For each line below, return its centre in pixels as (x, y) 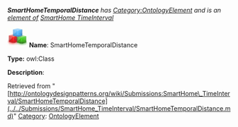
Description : (26, 72)
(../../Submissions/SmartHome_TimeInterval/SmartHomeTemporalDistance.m (119, 108)
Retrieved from (29, 86)
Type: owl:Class (31, 59)
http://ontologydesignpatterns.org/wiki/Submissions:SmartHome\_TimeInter (120, 93)
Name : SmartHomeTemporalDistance (83, 45)
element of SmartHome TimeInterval (61, 18)
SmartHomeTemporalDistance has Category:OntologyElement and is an (114, 10)
